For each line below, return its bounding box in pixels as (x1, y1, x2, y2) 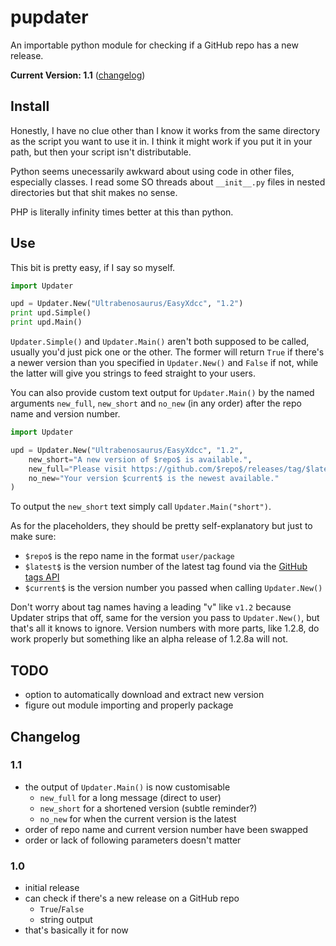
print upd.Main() (10, 317, 83, 328)
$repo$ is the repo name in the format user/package (24, 550, 235, 562)
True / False (39, 903, 85, 915)
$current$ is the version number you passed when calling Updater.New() (24, 582, 323, 594)
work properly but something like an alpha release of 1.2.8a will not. (10, 633, 289, 645)
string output (39, 914, 93, 926)
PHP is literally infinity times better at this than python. (10, 206, 234, 218)
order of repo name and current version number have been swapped (24, 823, 309, 835)
